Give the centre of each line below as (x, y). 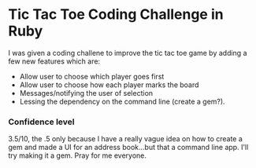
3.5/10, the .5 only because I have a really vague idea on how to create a (125, 139)
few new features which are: (54, 61)
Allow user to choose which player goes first (92, 76)
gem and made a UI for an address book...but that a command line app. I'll (128, 148)
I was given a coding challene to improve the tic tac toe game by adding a (128, 53)
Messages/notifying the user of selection (86, 93)
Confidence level (41, 122)
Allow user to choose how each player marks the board (109, 85)
